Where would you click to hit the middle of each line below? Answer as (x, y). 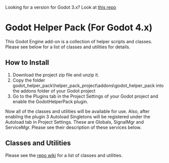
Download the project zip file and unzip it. (56, 74)
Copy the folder (29, 80)
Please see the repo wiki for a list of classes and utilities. (64, 155)
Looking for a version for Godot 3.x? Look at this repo (61, 7)
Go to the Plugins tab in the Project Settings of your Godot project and (85, 96)
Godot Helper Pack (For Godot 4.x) (79, 28)
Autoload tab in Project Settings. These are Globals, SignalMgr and (75, 122)
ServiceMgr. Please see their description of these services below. (73, 127)
